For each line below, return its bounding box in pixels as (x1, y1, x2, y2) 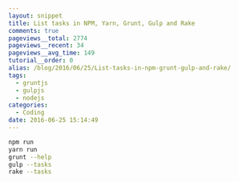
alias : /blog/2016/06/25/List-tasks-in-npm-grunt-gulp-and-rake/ (8, 64, 231, 72)
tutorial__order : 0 (8, 57, 74, 65)
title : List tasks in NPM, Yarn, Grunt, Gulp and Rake (8, 19, 196, 27)
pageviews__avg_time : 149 (8, 49, 95, 57)
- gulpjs (15, 86, 45, 95)
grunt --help (8, 153, 52, 161)
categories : (8, 101, 48, 109)
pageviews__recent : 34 (8, 42, 84, 50)
